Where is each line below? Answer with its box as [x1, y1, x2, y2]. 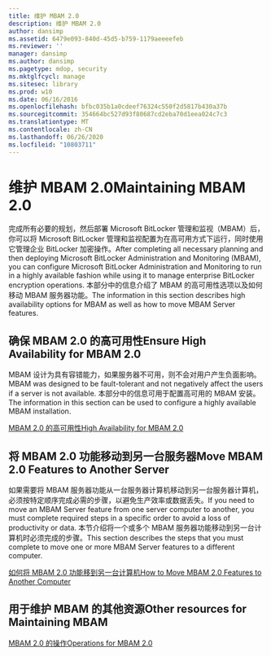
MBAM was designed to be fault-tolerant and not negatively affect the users [8, 379, 264, 389]
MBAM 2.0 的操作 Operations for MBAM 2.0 [8, 638, 153, 648]
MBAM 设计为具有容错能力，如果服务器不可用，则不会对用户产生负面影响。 [8, 370, 262, 379]
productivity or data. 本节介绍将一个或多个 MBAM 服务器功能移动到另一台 [8, 523, 255, 533]
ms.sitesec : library [8, 80, 79, 88]
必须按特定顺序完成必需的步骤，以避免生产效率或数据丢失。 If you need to [8, 496, 255, 505]
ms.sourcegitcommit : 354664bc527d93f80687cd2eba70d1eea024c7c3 [8, 111, 228, 119]
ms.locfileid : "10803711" [8, 140, 96, 149]
